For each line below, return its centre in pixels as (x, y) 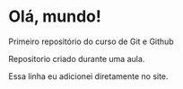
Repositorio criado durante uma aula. (77, 58)
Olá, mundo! (55, 17)
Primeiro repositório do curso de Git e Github (91, 41)
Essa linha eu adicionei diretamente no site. (88, 76)
